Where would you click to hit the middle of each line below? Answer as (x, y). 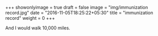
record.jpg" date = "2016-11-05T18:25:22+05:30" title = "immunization (79, 13)
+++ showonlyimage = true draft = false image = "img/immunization (77, 7)
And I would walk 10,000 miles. (38, 28)
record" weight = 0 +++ (30, 18)
